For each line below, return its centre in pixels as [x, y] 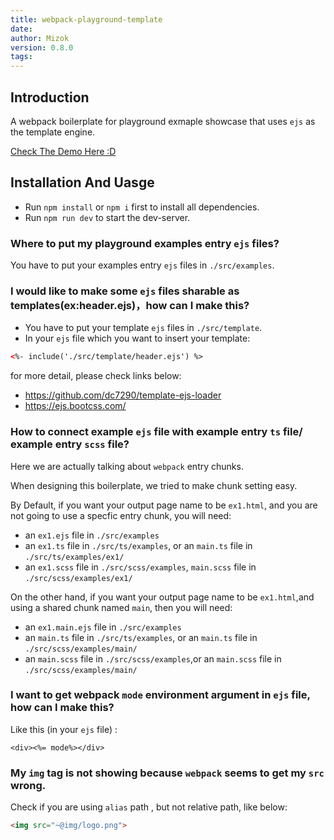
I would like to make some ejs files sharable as [125, 291]
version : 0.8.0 [42, 47]
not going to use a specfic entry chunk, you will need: [121, 515]
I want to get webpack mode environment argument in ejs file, [160, 695]
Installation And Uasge [82, 182]
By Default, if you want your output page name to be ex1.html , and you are [164, 505]
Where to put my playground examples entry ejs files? [145, 243]
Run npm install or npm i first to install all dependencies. [142, 207]
